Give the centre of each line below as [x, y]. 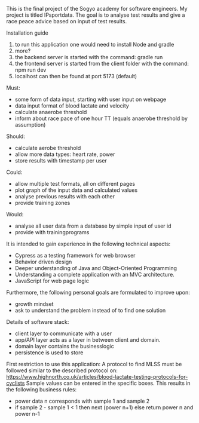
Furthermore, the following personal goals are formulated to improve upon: [98, 292]
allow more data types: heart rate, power [65, 154]
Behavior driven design [43, 262]
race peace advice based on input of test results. [67, 21]
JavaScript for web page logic [52, 281]
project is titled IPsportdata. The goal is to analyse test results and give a [96, 15]
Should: [16, 136]
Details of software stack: [38, 322]
